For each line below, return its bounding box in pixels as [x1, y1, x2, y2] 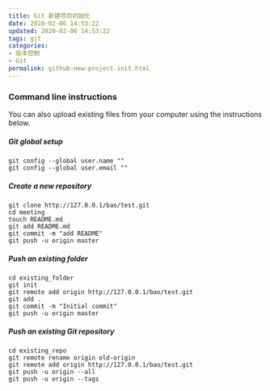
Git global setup [8, 137, 63, 146]
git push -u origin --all [8, 368, 95, 376]
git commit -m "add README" [8, 229, 103, 238]
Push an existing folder [8, 254, 88, 263]
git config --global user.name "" [8, 157, 125, 166]
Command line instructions [8, 90, 117, 102]
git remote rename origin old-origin [8, 353, 136, 362]
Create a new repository [8, 181, 92, 191]
